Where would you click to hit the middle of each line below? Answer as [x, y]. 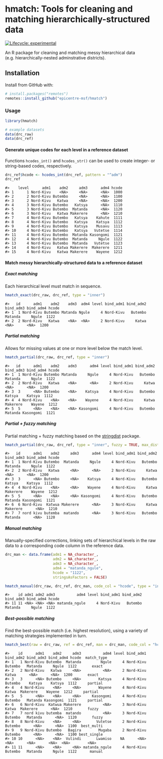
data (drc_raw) [19, 134]
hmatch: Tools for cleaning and [69, 9]
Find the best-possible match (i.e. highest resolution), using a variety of [76, 631]
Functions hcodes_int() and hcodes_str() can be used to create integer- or [80, 161]
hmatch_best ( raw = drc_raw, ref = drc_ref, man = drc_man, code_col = [78, 645]
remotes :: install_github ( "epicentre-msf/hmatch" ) [56, 98]
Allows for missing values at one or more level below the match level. [74, 348]
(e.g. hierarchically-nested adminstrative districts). [55, 57]
